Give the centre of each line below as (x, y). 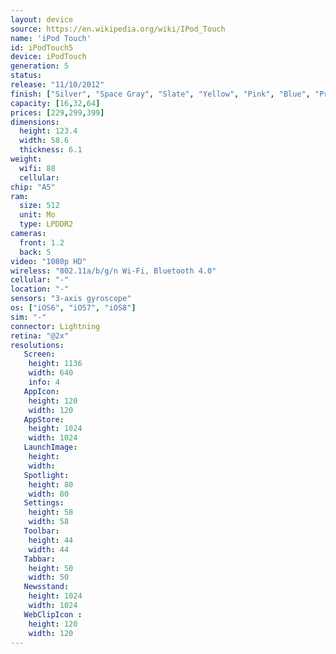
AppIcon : (41, 391)
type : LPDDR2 (46, 224)
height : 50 (51, 568)
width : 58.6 (44, 141)
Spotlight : (46, 475)
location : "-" (40, 289)
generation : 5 (40, 66)
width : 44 (49, 549)
